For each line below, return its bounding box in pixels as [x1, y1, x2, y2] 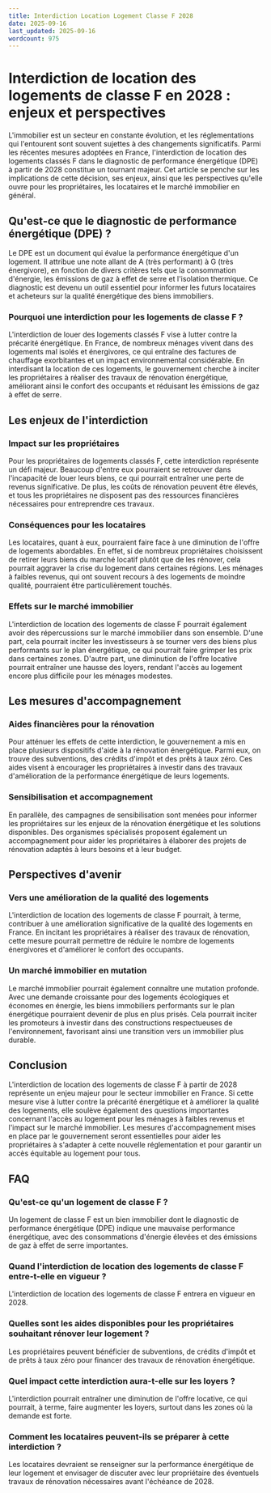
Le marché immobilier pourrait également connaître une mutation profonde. [8, 983, 260, 993]
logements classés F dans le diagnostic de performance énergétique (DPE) [8, 156, 259, 166]
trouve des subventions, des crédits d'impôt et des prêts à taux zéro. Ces [8, 754, 253, 764]
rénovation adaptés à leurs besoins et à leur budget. [8, 844, 182, 854]
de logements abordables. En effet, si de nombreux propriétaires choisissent [8, 546, 263, 556]
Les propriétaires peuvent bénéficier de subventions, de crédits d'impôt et [8, 1347, 256, 1356]
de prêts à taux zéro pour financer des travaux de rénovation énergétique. [8, 1355, 256, 1364]
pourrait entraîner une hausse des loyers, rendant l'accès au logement [8, 662, 243, 672]
